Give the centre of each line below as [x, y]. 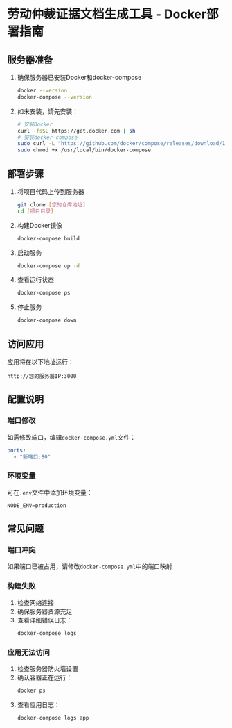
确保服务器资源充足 [45, 611]
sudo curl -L [36, 144]
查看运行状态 [35, 280]
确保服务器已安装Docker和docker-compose [79, 77]
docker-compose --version [54, 97]
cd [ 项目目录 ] [35, 211]
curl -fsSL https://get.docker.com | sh [76, 131]
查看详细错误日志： [45, 620]
